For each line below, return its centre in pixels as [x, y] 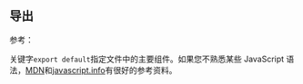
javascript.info [79, 70]
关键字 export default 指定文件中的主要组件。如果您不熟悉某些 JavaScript [147, 59]
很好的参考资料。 [145, 70]
